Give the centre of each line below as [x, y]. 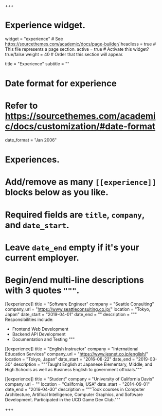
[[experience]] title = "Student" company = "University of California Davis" [80, 379]
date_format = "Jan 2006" [31, 140]
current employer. [42, 258]
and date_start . [37, 225]
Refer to [21, 106]
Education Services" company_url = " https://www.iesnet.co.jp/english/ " [77, 354]
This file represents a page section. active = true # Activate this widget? [77, 49]
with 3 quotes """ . [42, 290]
